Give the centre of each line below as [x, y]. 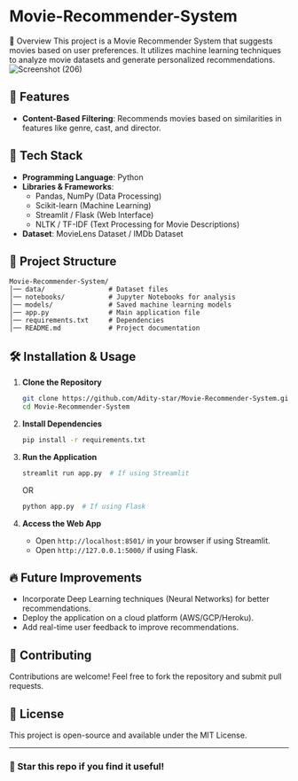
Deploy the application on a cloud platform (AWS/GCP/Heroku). [138, 618]
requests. [27, 686]
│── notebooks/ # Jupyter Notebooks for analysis [123, 297]
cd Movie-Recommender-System [76, 407]
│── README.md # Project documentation [105, 328]
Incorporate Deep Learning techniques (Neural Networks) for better [146, 599]
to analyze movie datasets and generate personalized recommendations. [142, 59]
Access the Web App [62, 523]
